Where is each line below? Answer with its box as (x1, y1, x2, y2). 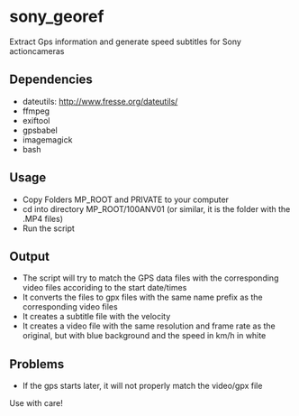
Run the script (22, 223, 75, 234)
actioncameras (9, 45, 65, 56)
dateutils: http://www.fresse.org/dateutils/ (22, 96, 178, 106)
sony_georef (9, 6, 104, 27)
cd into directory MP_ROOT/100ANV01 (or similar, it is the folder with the (22, 203, 291, 214)
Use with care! (9, 398, 63, 409)
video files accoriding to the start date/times (22, 282, 187, 293)
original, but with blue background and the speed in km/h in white (22, 330, 267, 341)
